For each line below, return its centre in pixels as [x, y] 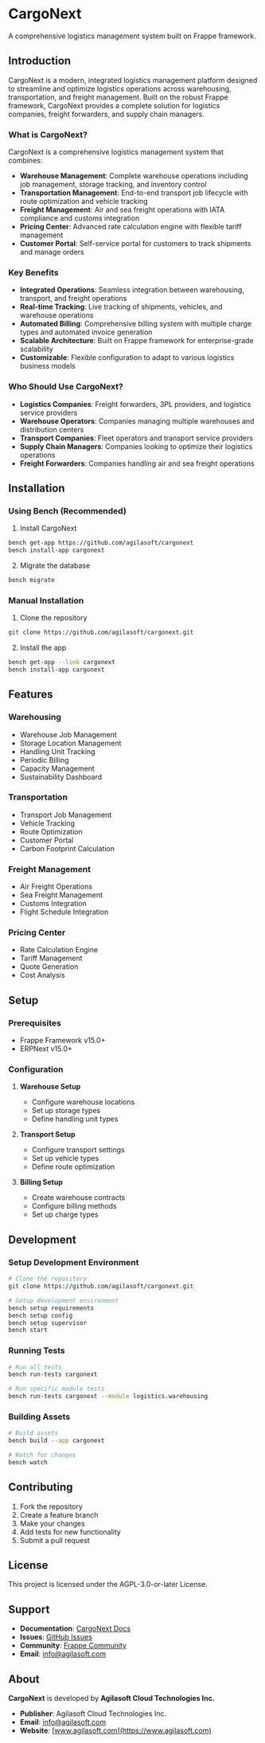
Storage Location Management [70, 743]
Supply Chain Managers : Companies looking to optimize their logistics [136, 446]
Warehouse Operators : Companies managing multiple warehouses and [137, 421]
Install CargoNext [48, 528]
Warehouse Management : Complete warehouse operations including [134, 176]
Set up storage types [66, 1111]
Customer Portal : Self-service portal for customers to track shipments [135, 244]
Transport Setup [47, 1135]
